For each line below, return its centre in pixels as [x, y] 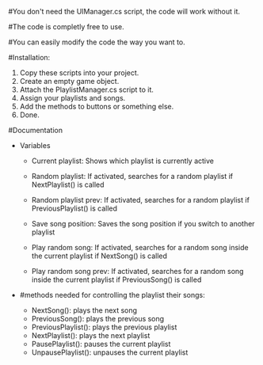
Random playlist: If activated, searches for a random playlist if [132, 176]
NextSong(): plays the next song [84, 310]
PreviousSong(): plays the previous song [98, 319]
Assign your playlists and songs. [72, 98]
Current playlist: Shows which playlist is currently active [123, 161]
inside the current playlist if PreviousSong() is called [116, 279]
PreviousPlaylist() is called [74, 208]
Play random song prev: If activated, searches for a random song [137, 271]
